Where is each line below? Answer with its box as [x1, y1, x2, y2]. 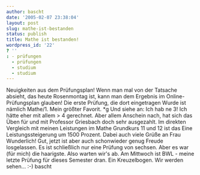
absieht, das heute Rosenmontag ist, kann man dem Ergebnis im [6, 93, 165, 100]
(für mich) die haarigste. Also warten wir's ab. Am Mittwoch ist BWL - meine [6, 150, 195, 158]
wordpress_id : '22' [6, 43, 55, 49]
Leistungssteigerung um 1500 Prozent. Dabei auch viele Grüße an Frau [6, 131, 181, 138]
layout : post [6, 20, 39, 26]
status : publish [6, 31, 47, 37]
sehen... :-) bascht [6, 163, 52, 170]
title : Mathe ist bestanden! [6, 37, 79, 43]
